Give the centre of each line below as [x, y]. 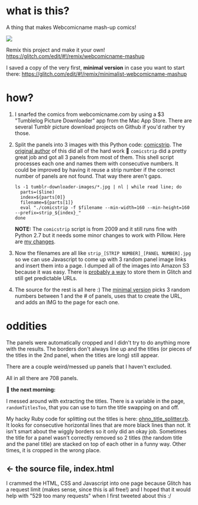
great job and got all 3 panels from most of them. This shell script [94, 157]
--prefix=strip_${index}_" [48, 213]
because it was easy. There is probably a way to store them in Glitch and [103, 272]
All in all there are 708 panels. [42, 378]
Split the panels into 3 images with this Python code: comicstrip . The [98, 144]
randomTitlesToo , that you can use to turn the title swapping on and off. [92, 407]
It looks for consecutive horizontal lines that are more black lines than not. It [98, 425]
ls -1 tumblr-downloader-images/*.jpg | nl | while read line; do [98, 187]
